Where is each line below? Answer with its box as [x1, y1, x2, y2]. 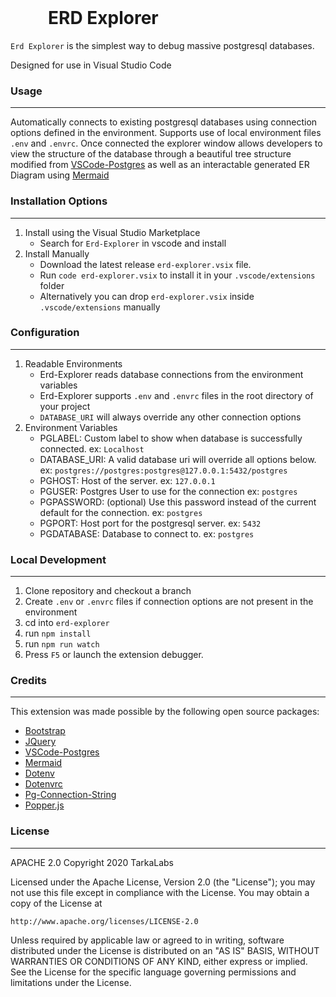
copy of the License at [10, 897, 103, 909]
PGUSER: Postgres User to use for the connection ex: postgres [39, 485, 298, 497]
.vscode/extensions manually [39, 301, 161, 313]
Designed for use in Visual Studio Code [10, 59, 172, 71]
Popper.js [24, 799, 65, 811]
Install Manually [24, 247, 90, 260]
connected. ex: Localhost [39, 442, 145, 455]
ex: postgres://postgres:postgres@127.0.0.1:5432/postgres [39, 464, 288, 476]
